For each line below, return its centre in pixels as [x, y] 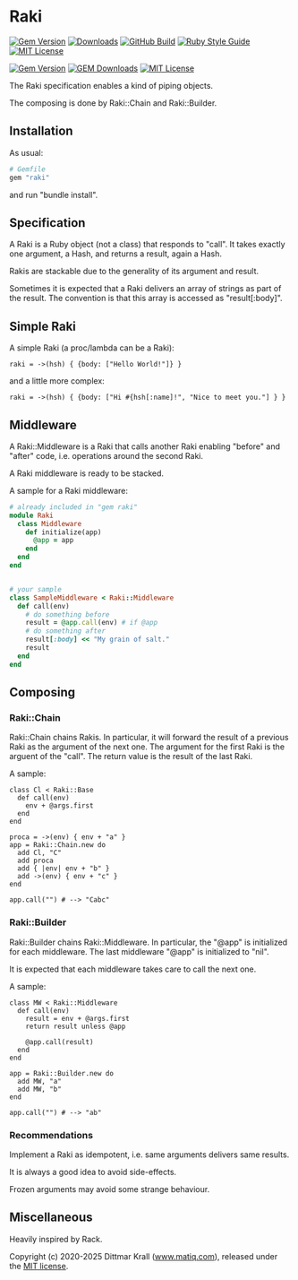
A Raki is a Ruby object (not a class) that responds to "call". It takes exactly [147, 245]
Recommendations [51, 1135]
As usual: [26, 152]
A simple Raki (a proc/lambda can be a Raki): [92, 348]
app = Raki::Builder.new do [62, 1073]
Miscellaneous [51, 1218]
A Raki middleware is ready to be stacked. [86, 473]
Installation [41, 131]
